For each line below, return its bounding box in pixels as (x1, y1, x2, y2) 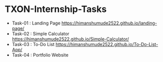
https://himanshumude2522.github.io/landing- (61, 20, 157, 26)
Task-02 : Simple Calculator (12, 30, 70, 36)
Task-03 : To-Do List (12, 41, 55, 47)
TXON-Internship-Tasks (5, 3, 107, 15)
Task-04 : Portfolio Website (12, 51, 69, 58)
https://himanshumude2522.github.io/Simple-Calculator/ (12, 36, 129, 42)
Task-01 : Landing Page (12, 20, 61, 26)
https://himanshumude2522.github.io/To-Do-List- (55, 41, 158, 47)
